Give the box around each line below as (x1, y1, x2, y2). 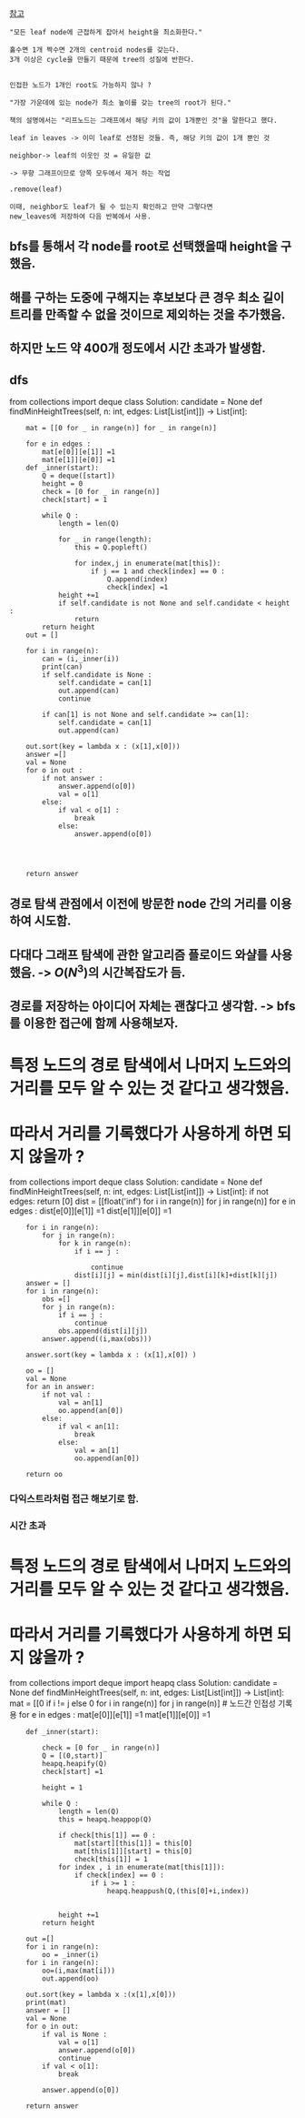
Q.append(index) (106, 574, 169, 584)
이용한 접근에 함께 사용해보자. (23, 1015, 179, 1031)
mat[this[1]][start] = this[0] (74, 1847, 193, 1856)
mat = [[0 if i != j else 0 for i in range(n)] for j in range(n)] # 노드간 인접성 (9, 1698, 277, 1709)
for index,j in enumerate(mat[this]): (74, 559, 221, 568)
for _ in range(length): (57, 535, 152, 544)
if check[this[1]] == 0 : (57, 1831, 156, 1841)
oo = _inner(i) (42, 1951, 100, 1960)
